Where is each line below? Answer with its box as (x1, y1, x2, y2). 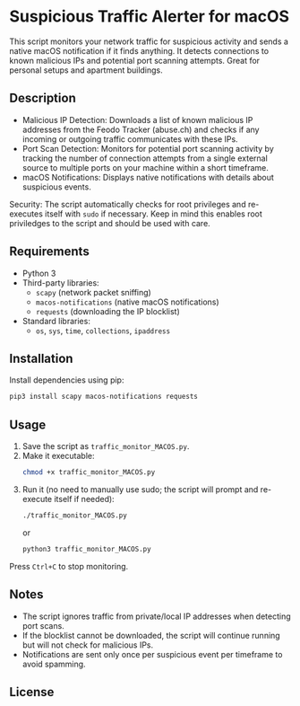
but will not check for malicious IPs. (21, 640, 154, 650)
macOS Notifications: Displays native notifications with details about (21, 172, 275, 182)
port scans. (21, 620, 64, 631)
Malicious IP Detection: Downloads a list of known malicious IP (21, 114, 253, 125)
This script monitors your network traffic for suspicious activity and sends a (9, 36, 289, 47)
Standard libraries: (21, 315, 91, 326)
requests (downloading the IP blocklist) (35, 305, 181, 316)
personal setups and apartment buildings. (9, 65, 163, 75)
